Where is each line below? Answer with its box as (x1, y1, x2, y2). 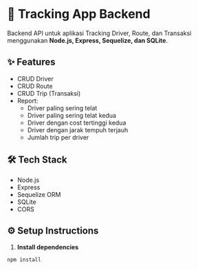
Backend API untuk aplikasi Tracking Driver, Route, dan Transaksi (7, 29, 192, 37)
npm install (7, 256, 41, 264)
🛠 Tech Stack (7, 154, 67, 166)
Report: (16, 96, 38, 105)
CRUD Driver (16, 74, 54, 83)
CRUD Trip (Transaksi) (16, 89, 81, 97)
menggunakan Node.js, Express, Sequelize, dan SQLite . (7, 36, 168, 44)
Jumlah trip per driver (27, 133, 89, 141)
